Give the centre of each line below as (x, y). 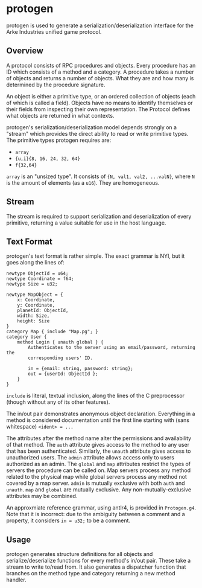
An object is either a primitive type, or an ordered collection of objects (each (101, 96)
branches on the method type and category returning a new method (91, 574)
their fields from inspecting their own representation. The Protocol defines (98, 109)
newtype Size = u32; (32, 284)
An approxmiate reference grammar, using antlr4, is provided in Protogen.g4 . (101, 508)
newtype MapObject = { (35, 295)
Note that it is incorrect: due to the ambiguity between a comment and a (96, 514)
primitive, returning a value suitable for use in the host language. (86, 223)
